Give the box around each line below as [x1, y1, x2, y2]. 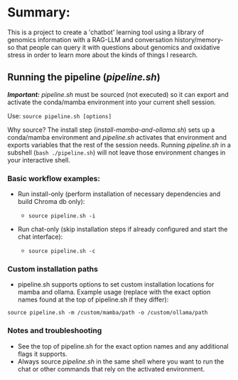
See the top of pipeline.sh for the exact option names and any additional [17, 342, 229, 350]
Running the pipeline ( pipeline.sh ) [7, 71, 161, 83]
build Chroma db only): [17, 197, 85, 206]
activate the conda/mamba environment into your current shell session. [7, 98, 217, 106]
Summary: [7, 4, 71, 21]
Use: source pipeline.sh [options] [7, 111, 112, 120]
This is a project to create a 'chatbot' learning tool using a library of [7, 28, 205, 36]
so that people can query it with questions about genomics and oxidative [7, 43, 220, 51]
